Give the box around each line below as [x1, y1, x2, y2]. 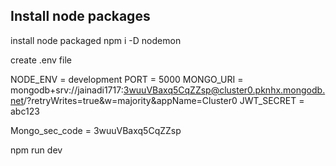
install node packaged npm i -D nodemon [10, 34, 182, 46]
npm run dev [10, 144, 63, 156]
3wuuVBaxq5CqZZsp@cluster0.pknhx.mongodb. [123, 84, 326, 96]
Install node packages [10, 8, 151, 25]
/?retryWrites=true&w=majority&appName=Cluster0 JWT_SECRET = [23, 94, 305, 106]
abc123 [10, 105, 40, 117]
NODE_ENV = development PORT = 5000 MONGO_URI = [10, 73, 244, 85]
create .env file [10, 54, 72, 66]
